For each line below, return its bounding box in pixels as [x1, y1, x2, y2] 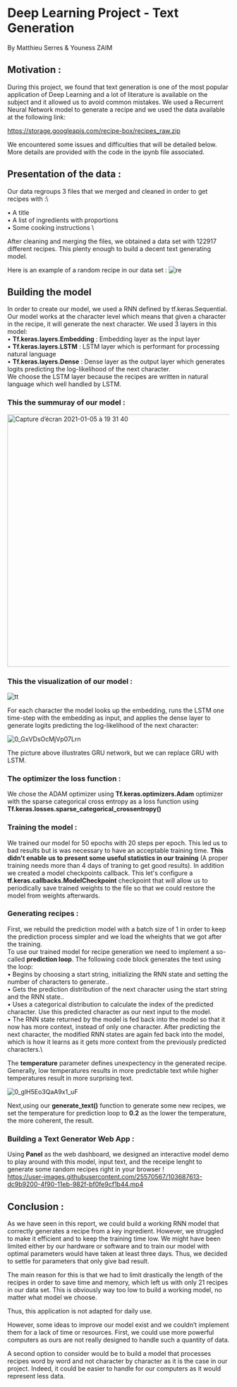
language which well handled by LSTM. [7, 380, 122, 388]
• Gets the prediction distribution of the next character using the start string [7, 985, 228, 993]
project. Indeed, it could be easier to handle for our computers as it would [7, 1364, 221, 1373]
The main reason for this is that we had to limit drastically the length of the [7, 1270, 224, 1279]
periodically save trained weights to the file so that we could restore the [7, 883, 215, 892]
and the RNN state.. [7, 992, 65, 1001]
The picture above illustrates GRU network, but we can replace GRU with [7, 748, 219, 757]
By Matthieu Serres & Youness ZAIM [7, 43, 113, 52]
